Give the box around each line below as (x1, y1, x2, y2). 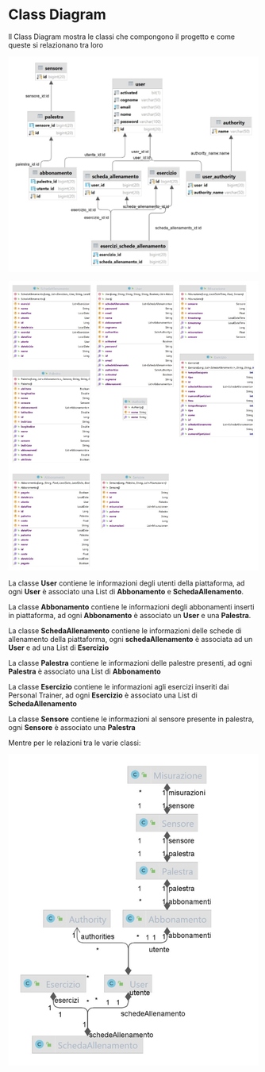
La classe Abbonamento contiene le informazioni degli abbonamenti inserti (8, 601, 255, 612)
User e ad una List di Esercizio (8, 643, 109, 652)
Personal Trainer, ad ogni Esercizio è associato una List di (8, 690, 198, 700)
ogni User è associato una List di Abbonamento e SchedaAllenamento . (8, 586, 244, 596)
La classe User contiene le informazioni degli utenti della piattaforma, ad (8, 578, 245, 588)
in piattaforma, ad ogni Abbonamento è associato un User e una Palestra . (8, 610, 252, 620)
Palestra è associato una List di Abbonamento (8, 667, 161, 676)
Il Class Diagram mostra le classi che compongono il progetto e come (8, 32, 236, 41)
